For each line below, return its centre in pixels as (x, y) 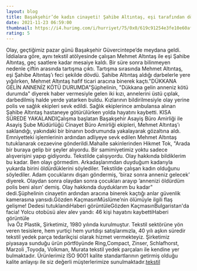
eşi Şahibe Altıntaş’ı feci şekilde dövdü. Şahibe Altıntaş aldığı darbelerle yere (98, 75)
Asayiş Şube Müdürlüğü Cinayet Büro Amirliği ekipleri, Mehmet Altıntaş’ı (93, 125)
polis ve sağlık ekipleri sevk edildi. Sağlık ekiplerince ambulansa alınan (91, 106)
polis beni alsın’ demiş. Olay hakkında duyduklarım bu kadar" (79, 187)
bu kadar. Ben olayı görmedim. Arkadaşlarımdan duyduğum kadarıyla (89, 162)
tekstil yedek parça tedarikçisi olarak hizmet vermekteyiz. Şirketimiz (88, 237)
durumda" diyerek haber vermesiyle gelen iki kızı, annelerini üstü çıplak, (93, 94)
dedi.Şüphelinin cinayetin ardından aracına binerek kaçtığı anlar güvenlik (93, 194)
